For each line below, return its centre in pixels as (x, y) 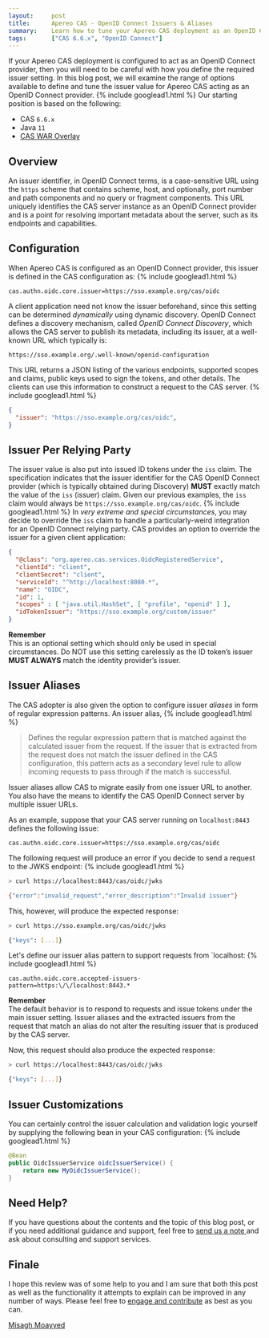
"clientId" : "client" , (53, 567)
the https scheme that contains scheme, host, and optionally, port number (131, 189)
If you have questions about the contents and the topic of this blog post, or (131, 1222)
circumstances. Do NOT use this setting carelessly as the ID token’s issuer (131, 652)
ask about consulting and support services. (80, 1239)
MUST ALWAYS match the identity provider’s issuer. (95, 661)
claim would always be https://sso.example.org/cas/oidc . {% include (124, 503)
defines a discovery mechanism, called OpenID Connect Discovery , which (130, 323)
